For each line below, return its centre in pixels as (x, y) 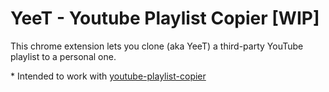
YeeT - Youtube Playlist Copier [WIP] (165, 18)
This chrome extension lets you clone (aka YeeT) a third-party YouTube (157, 46)
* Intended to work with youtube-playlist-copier (108, 76)
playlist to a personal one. (63, 56)
